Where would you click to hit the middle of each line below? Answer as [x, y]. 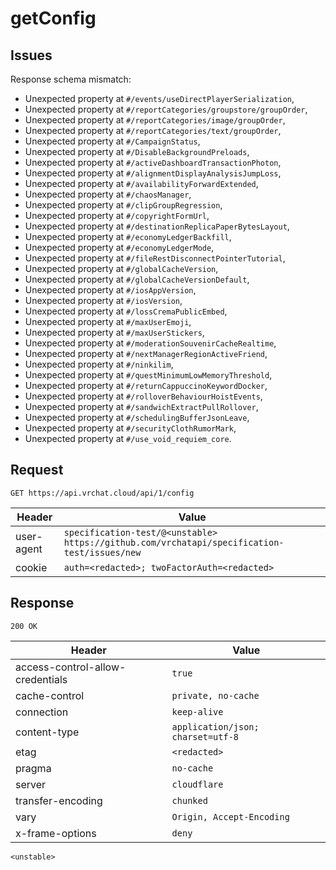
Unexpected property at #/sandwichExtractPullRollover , [141, 406]
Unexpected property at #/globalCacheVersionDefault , [137, 279]
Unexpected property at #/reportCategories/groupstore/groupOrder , [166, 109]
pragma [33, 768]
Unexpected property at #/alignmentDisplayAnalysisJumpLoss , [153, 173]
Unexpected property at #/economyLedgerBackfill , [128, 236]
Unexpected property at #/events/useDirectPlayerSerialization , [159, 98]
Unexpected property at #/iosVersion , [103, 300]
